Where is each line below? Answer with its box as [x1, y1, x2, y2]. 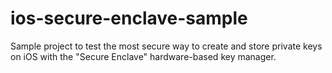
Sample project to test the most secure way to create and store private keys [10, 40, 323, 52]
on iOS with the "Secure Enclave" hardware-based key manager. [10, 50, 277, 62]
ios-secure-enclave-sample [10, 7, 248, 30]
